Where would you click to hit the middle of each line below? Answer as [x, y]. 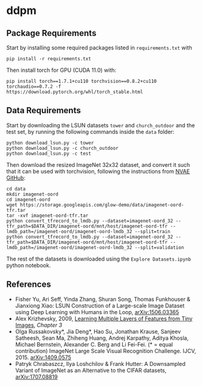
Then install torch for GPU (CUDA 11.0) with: [61, 70]
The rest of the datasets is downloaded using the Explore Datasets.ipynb [99, 259]
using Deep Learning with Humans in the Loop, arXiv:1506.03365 [97, 312]
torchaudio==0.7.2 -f [34, 86]
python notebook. [29, 265]
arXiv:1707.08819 [36, 377]
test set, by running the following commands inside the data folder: [90, 132]
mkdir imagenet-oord [33, 194]
